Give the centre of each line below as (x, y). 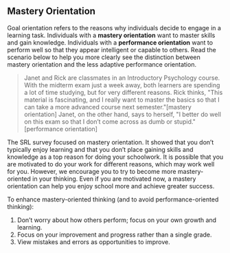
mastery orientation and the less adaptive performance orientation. (102, 64)
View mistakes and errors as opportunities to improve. (93, 242)
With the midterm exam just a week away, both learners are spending (122, 85)
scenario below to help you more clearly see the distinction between (104, 57)
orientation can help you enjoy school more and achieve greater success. (111, 186)
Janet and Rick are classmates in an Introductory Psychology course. (122, 78)
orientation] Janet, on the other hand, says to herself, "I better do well (123, 114)
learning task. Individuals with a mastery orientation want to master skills (111, 35)
